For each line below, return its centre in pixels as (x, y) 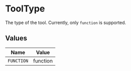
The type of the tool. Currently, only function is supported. (66, 22)
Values (16, 38)
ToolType (25, 9)
